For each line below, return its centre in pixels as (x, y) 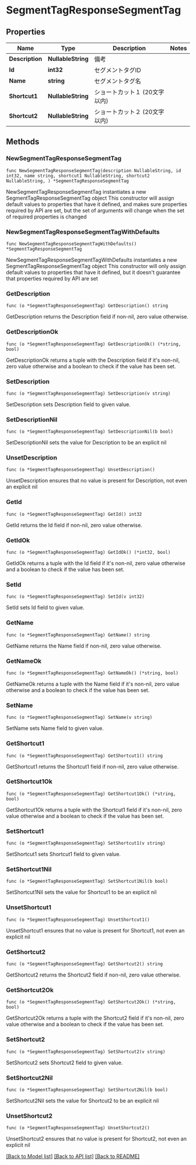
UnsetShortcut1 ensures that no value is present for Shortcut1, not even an (95, 930)
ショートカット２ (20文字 (129, 112)
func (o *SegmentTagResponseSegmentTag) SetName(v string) (79, 718)
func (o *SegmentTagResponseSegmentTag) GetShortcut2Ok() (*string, (91, 1002)
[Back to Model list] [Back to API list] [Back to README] (73, 1156)
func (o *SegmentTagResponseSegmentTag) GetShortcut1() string (85, 756)
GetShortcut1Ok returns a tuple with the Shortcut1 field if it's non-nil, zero (94, 810)
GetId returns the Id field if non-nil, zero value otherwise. (74, 525)
